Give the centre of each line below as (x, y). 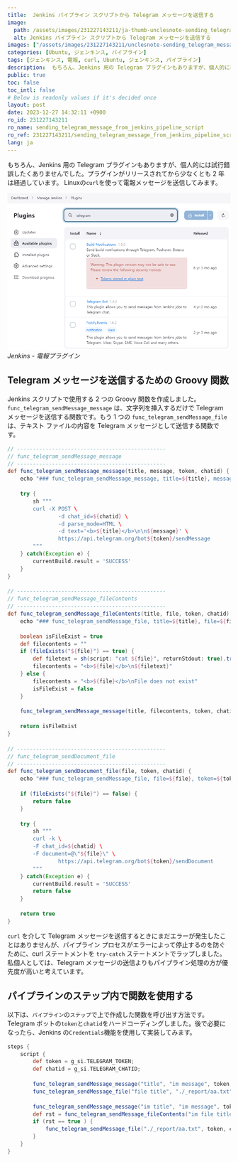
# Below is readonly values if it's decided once (82, 97)
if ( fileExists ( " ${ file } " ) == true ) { (77, 651)
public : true (27, 75)
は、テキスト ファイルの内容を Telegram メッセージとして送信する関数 (110, 425)
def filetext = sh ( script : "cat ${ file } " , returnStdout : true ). (130, 659)
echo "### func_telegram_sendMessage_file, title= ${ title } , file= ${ (123, 621)
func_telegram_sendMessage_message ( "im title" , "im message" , (126, 1107)
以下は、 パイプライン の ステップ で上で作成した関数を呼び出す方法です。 (108, 1014)
